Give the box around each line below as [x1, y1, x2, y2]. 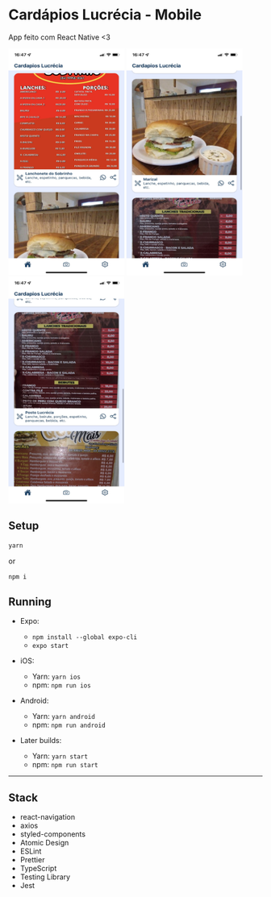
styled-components [19, 829, 86, 839]
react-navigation [19, 812, 76, 822]
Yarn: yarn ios [31, 671, 81, 682]
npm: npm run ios [31, 680, 91, 690]
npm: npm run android [31, 720, 106, 730]
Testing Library [19, 872, 71, 882]
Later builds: [19, 736, 62, 745]
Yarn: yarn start [31, 751, 89, 761]
